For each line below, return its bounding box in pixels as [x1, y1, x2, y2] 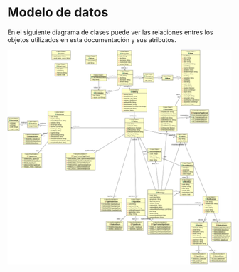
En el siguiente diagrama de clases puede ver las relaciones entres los [7, 28, 213, 36]
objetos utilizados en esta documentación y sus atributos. [7, 35, 176, 44]
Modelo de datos [7, 4, 109, 21]
